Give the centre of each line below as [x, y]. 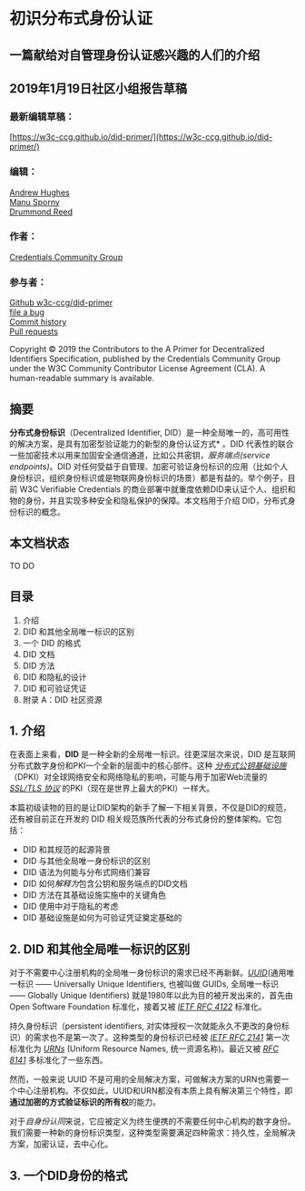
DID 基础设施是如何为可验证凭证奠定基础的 [102, 918]
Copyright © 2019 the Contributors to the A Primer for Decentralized [137, 349]
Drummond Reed [41, 212]
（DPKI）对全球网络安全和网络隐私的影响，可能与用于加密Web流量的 [138, 777]
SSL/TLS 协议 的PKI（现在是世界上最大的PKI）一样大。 [112, 788]
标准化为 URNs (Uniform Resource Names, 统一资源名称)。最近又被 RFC [144, 1048]
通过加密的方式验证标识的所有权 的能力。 [85, 1102]
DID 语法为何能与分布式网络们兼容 [86, 872]
